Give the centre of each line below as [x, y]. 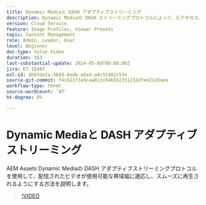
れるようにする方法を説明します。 [49, 184]
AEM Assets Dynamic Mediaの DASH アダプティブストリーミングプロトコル [102, 168]
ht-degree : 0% [25, 97]
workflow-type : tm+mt [34, 86]
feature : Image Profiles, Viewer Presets [60, 29]
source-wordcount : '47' [37, 92]
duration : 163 [25, 58]
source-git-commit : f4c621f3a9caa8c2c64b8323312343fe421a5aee [87, 80]
